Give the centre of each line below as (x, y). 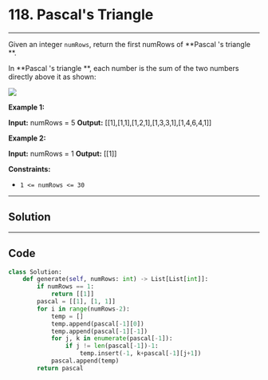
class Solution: (35, 272)
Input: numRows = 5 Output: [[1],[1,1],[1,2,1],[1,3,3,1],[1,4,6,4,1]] (110, 122)
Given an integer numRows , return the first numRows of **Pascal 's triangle (130, 44)
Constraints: (30, 168)
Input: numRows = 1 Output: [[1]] (63, 153)
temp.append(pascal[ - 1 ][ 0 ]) (98, 324)
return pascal (60, 368)
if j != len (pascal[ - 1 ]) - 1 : (112, 346)
